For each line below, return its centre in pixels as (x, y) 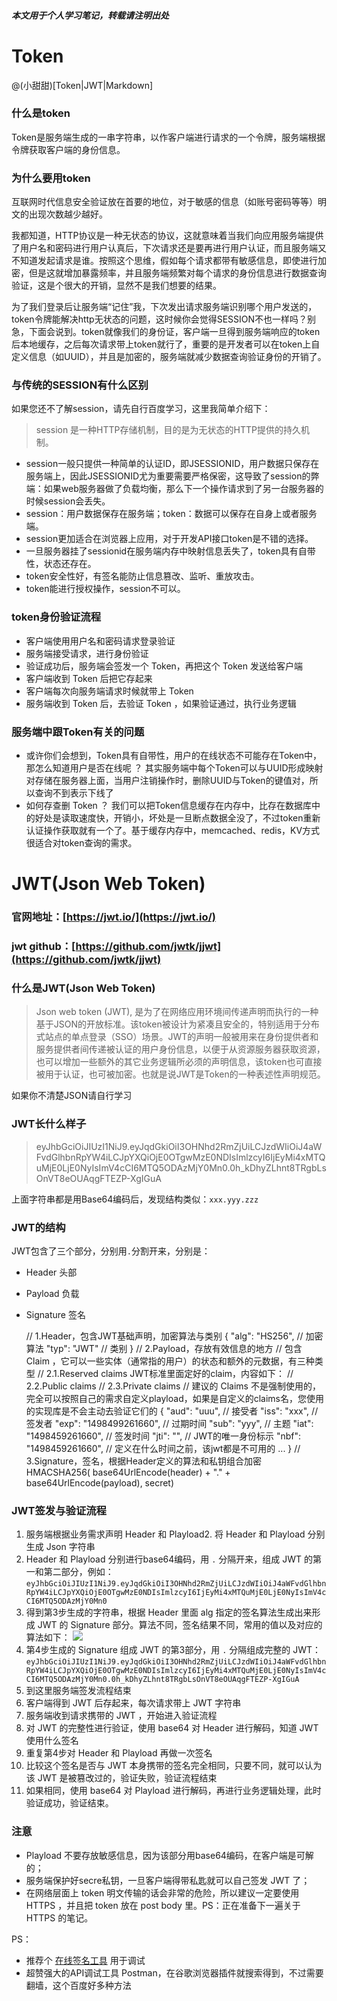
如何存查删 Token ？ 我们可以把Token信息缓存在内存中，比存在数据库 (168, 806)
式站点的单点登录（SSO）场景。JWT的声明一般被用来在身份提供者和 (177, 1037)
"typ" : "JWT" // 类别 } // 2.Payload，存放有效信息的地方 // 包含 (174, 1348)
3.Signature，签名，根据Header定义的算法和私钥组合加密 (143, 1461)
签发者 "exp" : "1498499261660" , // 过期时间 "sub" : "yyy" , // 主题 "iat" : (169, 1423)
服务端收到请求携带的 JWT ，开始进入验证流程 (121, 1716)
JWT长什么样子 (49, 1124)
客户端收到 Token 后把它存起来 (89, 678)
